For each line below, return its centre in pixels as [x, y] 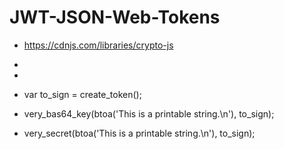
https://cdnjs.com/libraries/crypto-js [98, 45]
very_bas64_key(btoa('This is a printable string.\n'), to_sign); [149, 113]
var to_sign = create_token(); [82, 94]
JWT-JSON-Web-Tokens [115, 17]
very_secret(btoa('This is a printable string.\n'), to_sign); [139, 133]
